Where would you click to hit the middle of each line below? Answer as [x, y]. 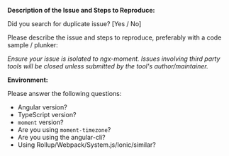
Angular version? [42, 107]
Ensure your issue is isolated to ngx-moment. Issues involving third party [114, 59]
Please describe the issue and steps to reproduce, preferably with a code [114, 37]
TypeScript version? [47, 115]
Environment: [28, 80]
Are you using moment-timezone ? [64, 130]
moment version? [40, 122]
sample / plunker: [33, 45]
